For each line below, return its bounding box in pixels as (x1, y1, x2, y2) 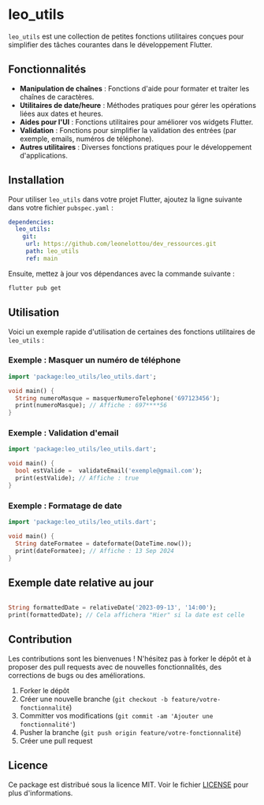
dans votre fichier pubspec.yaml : (8, 202, 114, 212)
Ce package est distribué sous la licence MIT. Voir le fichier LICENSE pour (8, 780, 249, 789)
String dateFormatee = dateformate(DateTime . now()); (15, 540, 192, 547)
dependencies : (8, 218, 55, 226)
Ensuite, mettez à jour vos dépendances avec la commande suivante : (8, 269, 235, 278)
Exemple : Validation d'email (8, 428, 119, 439)
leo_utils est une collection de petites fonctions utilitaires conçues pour (8, 32, 244, 41)
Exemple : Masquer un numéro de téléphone (8, 354, 181, 365)
